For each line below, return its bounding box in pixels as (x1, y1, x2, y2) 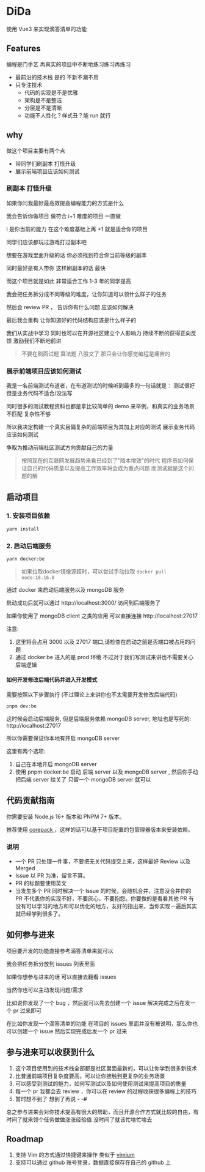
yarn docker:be (6, 556, 45, 562)
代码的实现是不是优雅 (24, 89, 78, 96)
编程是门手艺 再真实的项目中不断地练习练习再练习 (6, 60, 131, 68)
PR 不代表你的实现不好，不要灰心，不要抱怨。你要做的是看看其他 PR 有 (15, 895, 194, 902)
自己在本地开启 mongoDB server (15, 760, 97, 767)
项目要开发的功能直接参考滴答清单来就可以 (6, 947, 113, 954)
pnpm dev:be (6, 703, 37, 709)
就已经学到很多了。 (15, 910, 64, 917)
